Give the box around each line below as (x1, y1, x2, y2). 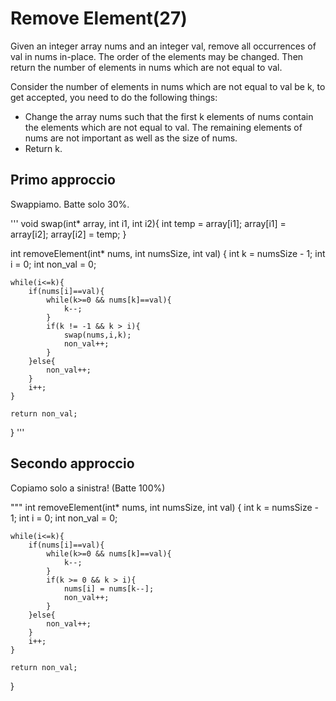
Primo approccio (10, 172, 116, 189)
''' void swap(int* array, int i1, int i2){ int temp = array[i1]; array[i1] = (10, 217, 287, 229)
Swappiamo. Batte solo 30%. (10, 198, 130, 210)
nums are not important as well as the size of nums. (24, 132, 238, 144)
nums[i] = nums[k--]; (63, 583, 155, 594)
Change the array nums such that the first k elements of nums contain (24, 110, 314, 122)
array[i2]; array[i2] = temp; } (10, 228, 127, 240)
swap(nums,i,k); (63, 330, 132, 340)
